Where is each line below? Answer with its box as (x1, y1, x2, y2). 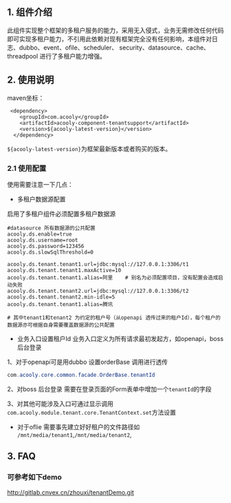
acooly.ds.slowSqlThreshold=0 (7, 249, 94, 256)
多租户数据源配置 (16, 195, 66, 203)
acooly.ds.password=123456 (7, 243, 85, 249)
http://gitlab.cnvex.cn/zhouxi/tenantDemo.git (7, 489, 134, 497)
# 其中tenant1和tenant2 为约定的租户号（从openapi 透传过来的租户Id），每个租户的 (7, 314, 221, 321)
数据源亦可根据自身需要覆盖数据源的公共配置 (7, 321, 115, 329)
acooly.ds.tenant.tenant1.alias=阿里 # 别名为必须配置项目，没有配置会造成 (7, 274, 219, 281)
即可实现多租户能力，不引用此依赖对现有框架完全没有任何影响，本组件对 (7, 34, 212, 43)
